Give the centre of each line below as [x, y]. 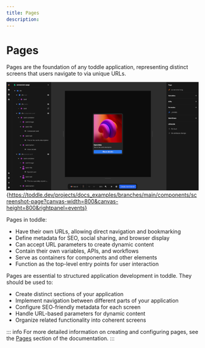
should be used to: [30, 282]
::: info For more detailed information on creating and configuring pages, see [102, 332]
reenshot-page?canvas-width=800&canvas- [63, 201]
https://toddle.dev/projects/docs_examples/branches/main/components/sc [103, 195]
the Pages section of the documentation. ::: [60, 338]
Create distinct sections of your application [69, 294]
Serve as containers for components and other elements [86, 257]
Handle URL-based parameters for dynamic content [80, 313]
